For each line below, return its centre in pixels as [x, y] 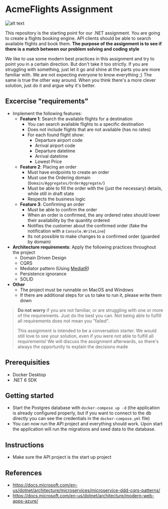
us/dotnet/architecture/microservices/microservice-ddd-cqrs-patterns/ [86, 490]
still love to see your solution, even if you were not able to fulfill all [86, 336]
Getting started [30, 396]
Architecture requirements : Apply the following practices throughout [84, 247]
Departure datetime [55, 151]
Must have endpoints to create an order [68, 172]
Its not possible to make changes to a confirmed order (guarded [93, 236]
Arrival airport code [55, 145]
